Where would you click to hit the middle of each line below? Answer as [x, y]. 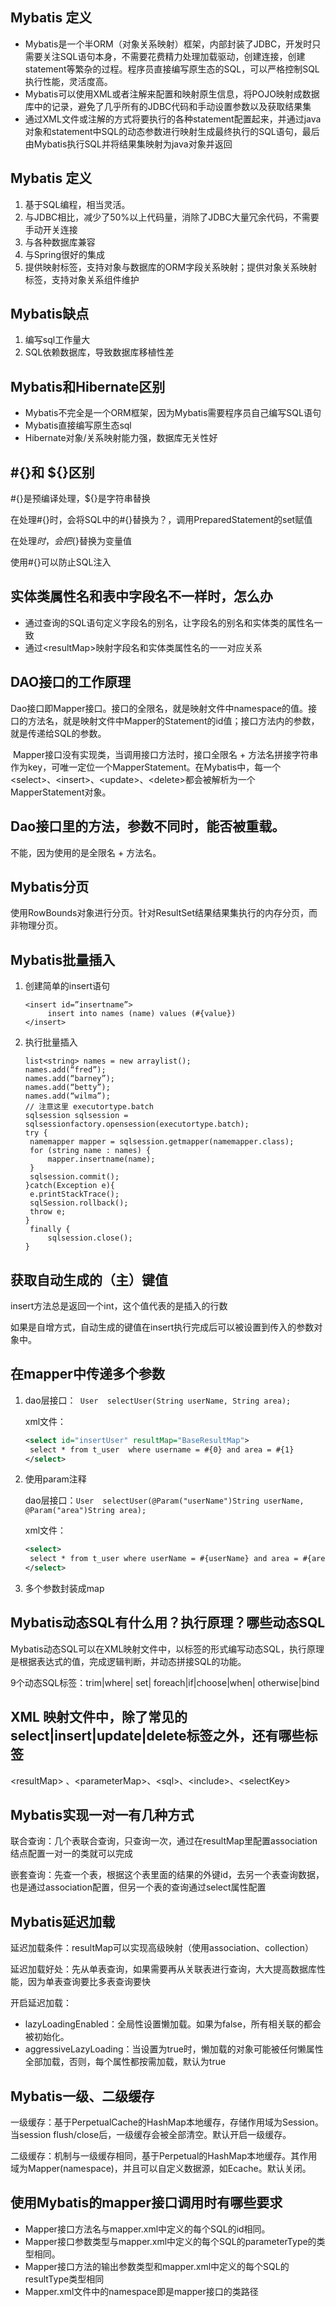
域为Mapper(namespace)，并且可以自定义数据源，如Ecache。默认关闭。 [161, 2169]
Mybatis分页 [50, 886]
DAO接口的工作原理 [71, 682]
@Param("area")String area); [85, 1511]
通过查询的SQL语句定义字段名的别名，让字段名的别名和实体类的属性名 [169, 622]
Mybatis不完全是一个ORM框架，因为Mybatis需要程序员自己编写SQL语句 [173, 413]
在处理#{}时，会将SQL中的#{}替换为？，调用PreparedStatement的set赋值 [161, 520]
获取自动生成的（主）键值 [89, 1279]
